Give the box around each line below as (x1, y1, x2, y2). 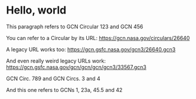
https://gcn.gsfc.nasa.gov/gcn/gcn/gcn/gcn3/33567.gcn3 (6, 63, 146, 71)
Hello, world (6, 4, 67, 17)
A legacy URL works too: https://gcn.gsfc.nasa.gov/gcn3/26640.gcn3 (6, 45, 176, 53)
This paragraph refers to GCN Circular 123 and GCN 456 (6, 23, 143, 30)
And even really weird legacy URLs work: (6, 57, 106, 64)
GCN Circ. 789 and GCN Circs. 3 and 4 (6, 75, 100, 82)
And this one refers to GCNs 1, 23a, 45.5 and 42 (6, 86, 123, 93)
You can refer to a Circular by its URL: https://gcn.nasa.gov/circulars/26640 (6, 34, 190, 41)
